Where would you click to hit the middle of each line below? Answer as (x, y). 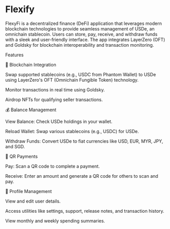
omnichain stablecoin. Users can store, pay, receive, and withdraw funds (81, 34)
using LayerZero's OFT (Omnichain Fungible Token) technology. (72, 80)
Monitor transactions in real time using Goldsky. (55, 89)
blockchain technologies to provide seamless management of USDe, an (80, 28)
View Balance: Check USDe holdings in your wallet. (59, 121)
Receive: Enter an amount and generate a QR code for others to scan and (82, 176)
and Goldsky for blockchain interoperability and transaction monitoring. (80, 45)
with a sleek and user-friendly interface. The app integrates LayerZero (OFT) (85, 40)
